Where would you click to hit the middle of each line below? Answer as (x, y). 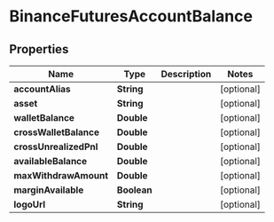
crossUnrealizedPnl (56, 147)
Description (186, 74)
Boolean (134, 190)
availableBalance (51, 161)
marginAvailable (49, 190)
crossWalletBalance (57, 132)
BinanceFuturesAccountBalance (131, 16)
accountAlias (42, 89)
